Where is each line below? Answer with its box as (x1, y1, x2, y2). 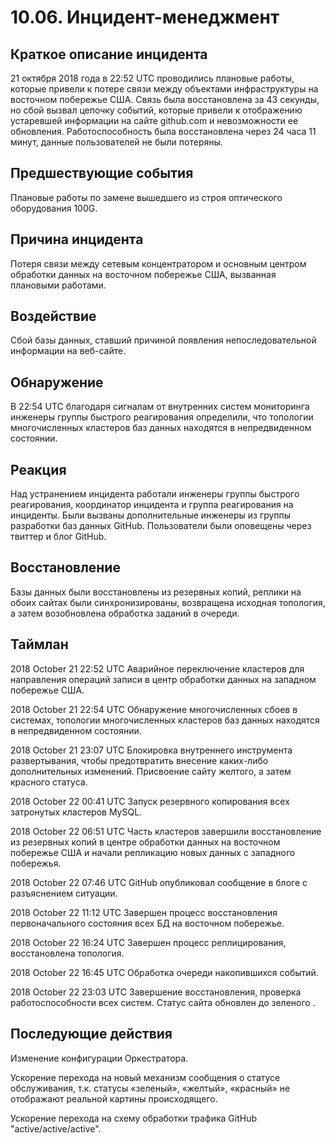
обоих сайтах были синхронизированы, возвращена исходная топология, (10, 596, 326, 608)
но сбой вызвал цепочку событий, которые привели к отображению (10, 104, 303, 116)
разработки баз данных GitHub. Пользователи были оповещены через (10, 520, 312, 532)
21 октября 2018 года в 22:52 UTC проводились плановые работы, (10, 72, 295, 84)
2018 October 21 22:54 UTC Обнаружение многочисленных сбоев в (10, 703, 298, 715)
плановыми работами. (10, 279, 107, 291)
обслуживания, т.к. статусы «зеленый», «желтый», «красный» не (10, 1082, 291, 1094)
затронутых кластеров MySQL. (10, 806, 143, 818)
